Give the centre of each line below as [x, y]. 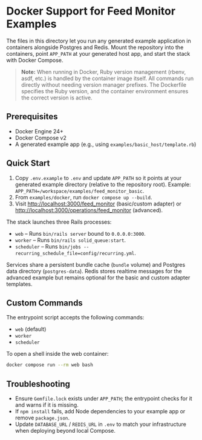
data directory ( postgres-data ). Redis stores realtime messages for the [94, 271]
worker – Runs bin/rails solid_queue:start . [70, 240]
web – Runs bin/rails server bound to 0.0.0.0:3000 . [80, 233]
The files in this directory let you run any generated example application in [99, 41]
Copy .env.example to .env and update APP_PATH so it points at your [98, 178]
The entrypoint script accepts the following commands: [75, 318]
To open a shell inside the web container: [57, 354]
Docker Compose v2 [41, 138]
